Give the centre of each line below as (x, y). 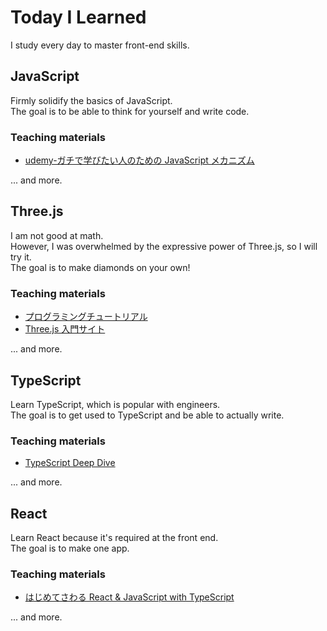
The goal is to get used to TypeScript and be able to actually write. (147, 415)
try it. (21, 257)
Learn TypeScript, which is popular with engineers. (115, 404)
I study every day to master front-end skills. (100, 45)
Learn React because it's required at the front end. (114, 538)
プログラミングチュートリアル (86, 317)
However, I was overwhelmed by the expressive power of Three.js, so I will (164, 246)
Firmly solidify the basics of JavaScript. (91, 100)
